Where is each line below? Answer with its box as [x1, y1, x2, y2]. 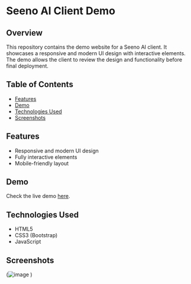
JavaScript [14, 238, 41, 245]
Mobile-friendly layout [14, 159, 69, 167]
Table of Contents [6, 79, 74, 90]
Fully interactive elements [14, 153, 77, 161]
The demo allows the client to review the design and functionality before [6, 56, 182, 63]
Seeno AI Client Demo [6, 4, 115, 18]
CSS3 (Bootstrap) [14, 232, 58, 239]
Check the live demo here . [6, 193, 70, 200]
